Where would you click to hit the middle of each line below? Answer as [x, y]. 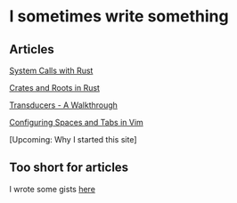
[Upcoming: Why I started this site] [73, 139]
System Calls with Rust [51, 70]
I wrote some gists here [53, 189]
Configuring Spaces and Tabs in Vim [77, 122]
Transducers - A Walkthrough [64, 105]
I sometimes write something [119, 16]
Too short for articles [69, 168]
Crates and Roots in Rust [55, 88]
